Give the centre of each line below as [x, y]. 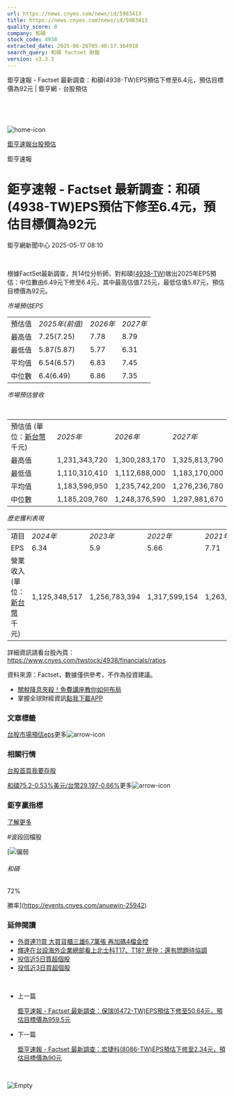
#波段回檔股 [24, 836]
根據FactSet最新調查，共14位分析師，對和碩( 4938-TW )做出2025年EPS [109, 273]
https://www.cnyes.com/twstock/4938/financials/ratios [87, 660]
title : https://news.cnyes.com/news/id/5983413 [78, 20]
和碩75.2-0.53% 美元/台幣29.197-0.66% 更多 [70, 786]
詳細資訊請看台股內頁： [41, 652]
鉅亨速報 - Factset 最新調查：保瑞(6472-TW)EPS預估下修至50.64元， [117, 1011]
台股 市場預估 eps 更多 [37, 734]
